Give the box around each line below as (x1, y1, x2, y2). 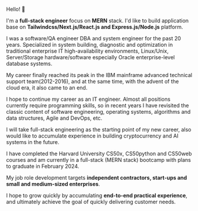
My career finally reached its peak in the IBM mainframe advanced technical (6, 72, 193, 78)
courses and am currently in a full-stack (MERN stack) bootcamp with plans (6, 156, 191, 163)
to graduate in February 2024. (6, 163, 79, 170)
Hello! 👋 (6, 6, 25, 12)
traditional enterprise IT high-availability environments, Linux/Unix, (6, 47, 169, 55)
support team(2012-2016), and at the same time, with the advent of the (6, 78, 179, 85)
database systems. (6, 60, 52, 67)
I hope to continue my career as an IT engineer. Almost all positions (6, 95, 171, 103)
